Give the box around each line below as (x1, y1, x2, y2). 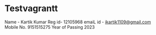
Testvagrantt (4, 3, 58, 14)
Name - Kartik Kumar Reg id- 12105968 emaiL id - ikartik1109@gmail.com (4, 19, 151, 25)
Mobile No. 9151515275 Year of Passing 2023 (4, 24, 95, 30)
